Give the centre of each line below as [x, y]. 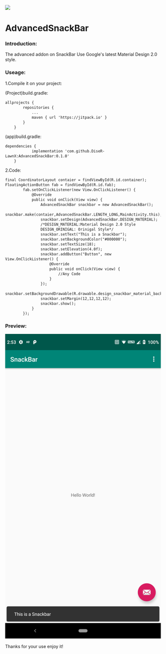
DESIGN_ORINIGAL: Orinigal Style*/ [77, 229]
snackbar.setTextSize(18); [68, 244]
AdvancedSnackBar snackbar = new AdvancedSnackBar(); [97, 205]
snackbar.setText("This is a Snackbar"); [83, 234]
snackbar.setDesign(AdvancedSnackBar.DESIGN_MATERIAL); [99, 219]
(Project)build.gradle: [27, 93]
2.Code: [13, 170]
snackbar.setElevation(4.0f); [71, 249]
